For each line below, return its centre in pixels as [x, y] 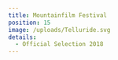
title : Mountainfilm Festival [58, 15]
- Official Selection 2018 [59, 44]
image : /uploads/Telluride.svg [59, 30]
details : [22, 37]
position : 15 [29, 23]
